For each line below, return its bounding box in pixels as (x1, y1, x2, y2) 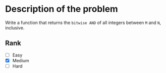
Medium (12, 57, 30, 63)
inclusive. (5, 24, 25, 30)
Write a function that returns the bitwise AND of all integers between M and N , (5, 20, 161, 25)
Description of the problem (5, 3, 118, 15)
